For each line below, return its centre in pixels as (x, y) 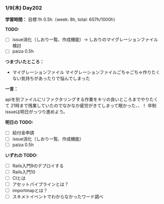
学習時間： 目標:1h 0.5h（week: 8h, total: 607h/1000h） (61, 20)
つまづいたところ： (25, 62)
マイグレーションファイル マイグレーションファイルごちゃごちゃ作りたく (86, 72)
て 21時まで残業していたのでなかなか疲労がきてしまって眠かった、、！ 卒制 (81, 106)
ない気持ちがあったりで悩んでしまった (51, 79)
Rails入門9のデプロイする (38, 165)
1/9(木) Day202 (24, 7)
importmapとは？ (30, 190)
